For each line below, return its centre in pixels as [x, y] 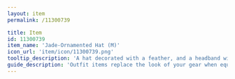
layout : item [26, 14]
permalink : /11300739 [39, 20]
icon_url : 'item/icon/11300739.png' [60, 52]
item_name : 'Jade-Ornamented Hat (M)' [64, 46]
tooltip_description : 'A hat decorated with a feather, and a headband [114, 59]
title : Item [24, 33]
